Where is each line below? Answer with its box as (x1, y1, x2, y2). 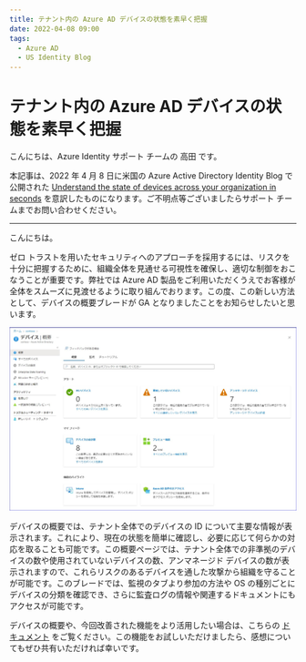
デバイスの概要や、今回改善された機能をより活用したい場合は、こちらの (9, 620, 280, 631)
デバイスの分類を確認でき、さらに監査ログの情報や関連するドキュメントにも (9, 589, 296, 600)
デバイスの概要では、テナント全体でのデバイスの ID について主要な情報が (9, 521, 285, 532)
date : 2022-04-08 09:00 (9, 24, 100, 34)
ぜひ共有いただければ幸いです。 (25, 643, 144, 654)
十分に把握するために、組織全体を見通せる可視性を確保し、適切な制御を (9, 263, 280, 274)
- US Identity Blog (17, 53, 92, 63)
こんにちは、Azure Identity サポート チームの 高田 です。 (9, 151, 222, 162)
